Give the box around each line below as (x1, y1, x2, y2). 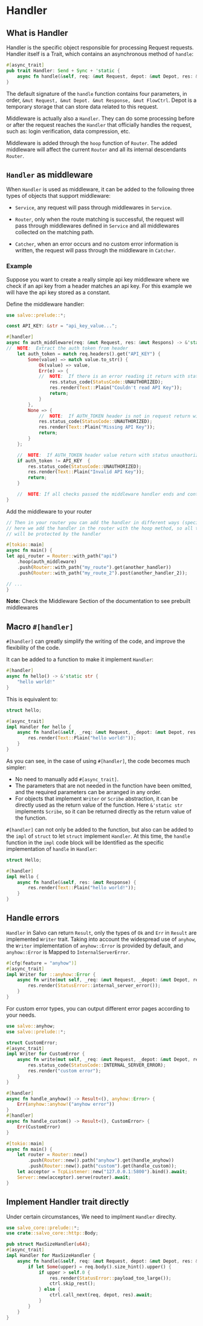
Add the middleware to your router (6, 508, 92, 515)
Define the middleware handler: (6, 300, 85, 308)
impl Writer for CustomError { (6, 1051, 85, 1057)
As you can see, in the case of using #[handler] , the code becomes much (6, 757, 190, 764)
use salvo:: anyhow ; (6, 1023, 56, 1029)
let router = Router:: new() (17, 1152, 88, 1158)
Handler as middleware (6, 169, 93, 180)
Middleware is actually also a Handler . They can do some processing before (6, 115, 195, 122)
